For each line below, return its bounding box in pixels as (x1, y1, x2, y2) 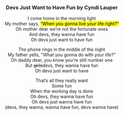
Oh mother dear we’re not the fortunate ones (16, 26, 108, 32)
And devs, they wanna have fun (29, 32, 94, 38)
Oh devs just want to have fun (31, 37, 93, 43)
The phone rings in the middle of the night (18, 47, 105, 53)
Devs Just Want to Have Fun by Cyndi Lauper (6, 4, 118, 11)
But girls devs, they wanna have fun (25, 62, 98, 69)
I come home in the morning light (27, 16, 96, 22)
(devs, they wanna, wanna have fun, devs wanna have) (5, 104, 119, 110)
